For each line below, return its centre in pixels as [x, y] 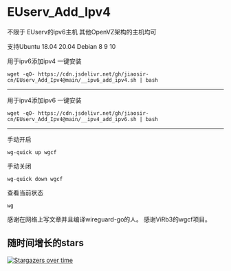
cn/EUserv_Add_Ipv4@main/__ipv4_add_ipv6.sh [72, 119]
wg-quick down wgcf [35, 179]
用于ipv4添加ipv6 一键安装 [44, 100]
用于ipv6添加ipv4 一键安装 [44, 61]
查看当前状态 [25, 193]
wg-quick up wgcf [32, 152]
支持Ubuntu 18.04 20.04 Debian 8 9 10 [62, 46]
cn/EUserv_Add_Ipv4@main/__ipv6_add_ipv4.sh [72, 80]
